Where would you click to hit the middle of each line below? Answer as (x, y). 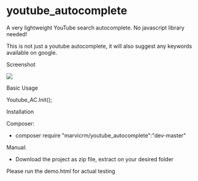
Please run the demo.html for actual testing (61, 171)
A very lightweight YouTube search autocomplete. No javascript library (96, 28)
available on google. (32, 52)
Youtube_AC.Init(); (29, 99)
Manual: (17, 147)
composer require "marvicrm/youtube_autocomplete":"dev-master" (101, 135)
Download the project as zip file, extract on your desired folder (94, 159)
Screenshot (21, 64)
